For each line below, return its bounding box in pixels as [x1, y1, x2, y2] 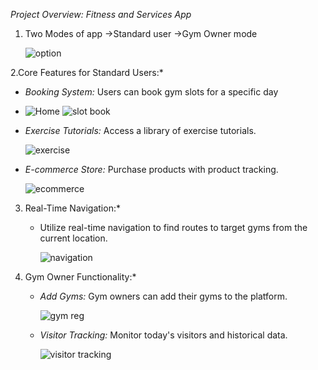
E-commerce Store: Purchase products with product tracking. [24, 164, 279, 175]
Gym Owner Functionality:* [24, 271, 137, 283]
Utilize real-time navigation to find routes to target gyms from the [39, 222, 308, 233]
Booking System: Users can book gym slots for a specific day [24, 86, 279, 98]
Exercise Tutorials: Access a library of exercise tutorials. [24, 125, 257, 136]
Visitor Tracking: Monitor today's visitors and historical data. [39, 329, 288, 341]
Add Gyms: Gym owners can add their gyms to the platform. [39, 290, 288, 302]
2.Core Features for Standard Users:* [10, 67, 164, 78]
